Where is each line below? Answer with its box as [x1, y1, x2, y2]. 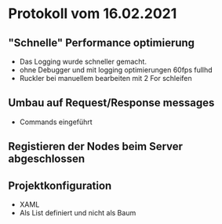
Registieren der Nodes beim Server [8, 140, 183, 153]
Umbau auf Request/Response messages [8, 96, 215, 110]
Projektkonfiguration [8, 178, 112, 193]
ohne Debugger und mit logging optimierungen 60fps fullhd [19, 65, 213, 75]
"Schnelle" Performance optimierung [8, 36, 195, 50]
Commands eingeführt [19, 117, 93, 127]
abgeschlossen [8, 152, 86, 166]
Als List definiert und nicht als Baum [19, 208, 136, 218]
